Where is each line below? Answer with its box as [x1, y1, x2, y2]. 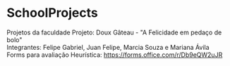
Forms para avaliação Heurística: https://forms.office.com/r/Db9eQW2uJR [6, 51, 223, 59]
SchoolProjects [6, 5, 98, 21]
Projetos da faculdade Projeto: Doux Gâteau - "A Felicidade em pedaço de [6, 28, 222, 37]
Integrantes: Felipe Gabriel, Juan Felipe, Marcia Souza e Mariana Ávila [6, 43, 210, 51]
